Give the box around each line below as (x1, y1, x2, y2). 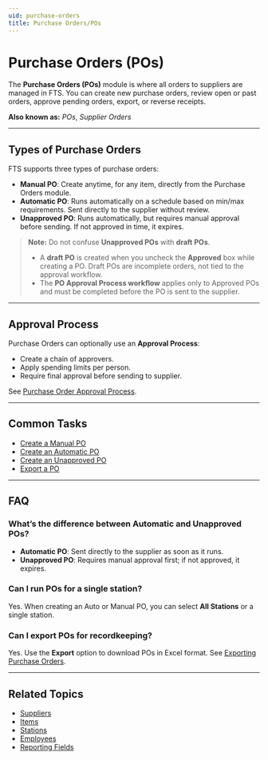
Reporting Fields (19, 742, 74, 751)
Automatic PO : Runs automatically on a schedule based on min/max (19, 196, 245, 206)
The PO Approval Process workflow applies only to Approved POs (39, 279, 260, 288)
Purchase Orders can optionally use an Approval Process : (8, 338, 200, 348)
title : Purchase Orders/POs (8, 19, 102, 27)
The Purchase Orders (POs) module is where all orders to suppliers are (8, 80, 243, 89)
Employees (19, 734, 57, 743)
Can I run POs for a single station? (8, 584, 143, 595)
